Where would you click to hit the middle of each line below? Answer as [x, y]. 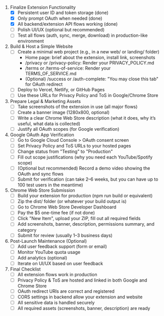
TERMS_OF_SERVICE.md [51, 74]
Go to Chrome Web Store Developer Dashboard [67, 207]
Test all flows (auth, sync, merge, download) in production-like [83, 35]
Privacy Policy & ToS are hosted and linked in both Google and [82, 280]
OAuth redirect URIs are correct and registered [66, 291]
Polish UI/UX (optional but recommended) [61, 30]
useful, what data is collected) [49, 124]
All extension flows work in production [57, 274]
